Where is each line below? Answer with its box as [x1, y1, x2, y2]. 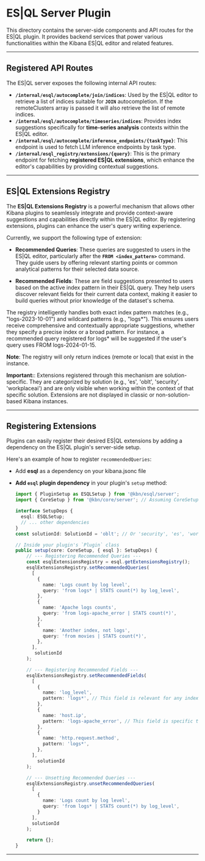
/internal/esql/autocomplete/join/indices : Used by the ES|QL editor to [15, 91, 198, 98]
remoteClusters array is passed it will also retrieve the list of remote [15, 104, 185, 112]
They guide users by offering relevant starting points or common [15, 259, 178, 266]
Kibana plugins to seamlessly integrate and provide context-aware [6, 209, 173, 216]
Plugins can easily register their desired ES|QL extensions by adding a [6, 437, 183, 444]
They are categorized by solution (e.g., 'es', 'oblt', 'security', [29, 377, 180, 385]
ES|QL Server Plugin [6, 6, 111, 20]
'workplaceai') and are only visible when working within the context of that [6, 384, 194, 392]
